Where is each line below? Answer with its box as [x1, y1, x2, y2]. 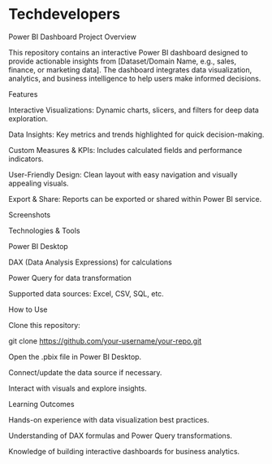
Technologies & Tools [8, 225, 80, 235]
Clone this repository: [8, 320, 81, 330]
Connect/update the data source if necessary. [8, 367, 162, 377]
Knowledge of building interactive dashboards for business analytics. [8, 446, 240, 456]
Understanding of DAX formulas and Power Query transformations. [8, 431, 233, 440]
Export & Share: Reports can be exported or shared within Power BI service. [8, 194, 262, 204]
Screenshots [8, 209, 51, 220]
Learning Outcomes [8, 399, 75, 409]
